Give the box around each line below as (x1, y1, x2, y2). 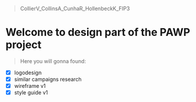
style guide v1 (14, 89, 48, 96)
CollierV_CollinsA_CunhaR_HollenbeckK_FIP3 (20, 5, 130, 12)
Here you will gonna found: (20, 57, 86, 64)
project (5, 38, 42, 52)
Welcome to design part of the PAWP (5, 26, 191, 39)
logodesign (14, 69, 42, 76)
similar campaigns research (14, 76, 82, 83)
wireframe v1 (14, 83, 46, 90)
